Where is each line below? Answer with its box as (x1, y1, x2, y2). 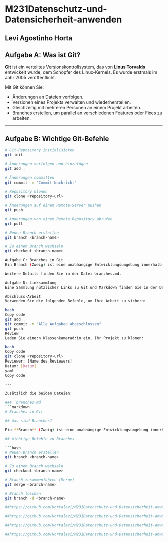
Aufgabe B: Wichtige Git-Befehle (5, 134, 109, 143)
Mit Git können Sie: (5, 84, 44, 90)
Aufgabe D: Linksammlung (5, 280, 57, 285)
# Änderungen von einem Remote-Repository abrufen (5, 216, 113, 221)
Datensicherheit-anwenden (5, 14, 122, 25)
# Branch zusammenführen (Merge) (5, 477, 75, 482)
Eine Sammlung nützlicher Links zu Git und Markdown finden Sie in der (5, 285, 157, 290)
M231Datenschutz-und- (5, 3, 107, 15)
